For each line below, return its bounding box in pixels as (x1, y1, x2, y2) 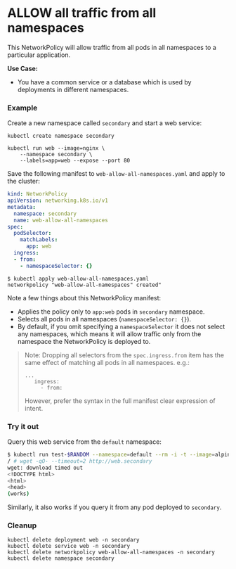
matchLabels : (20, 236, 58, 243)
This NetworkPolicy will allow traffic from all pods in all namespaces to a (7, 43, 216, 51)
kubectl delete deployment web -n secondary (7, 537, 140, 544)
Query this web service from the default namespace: (7, 437, 162, 446)
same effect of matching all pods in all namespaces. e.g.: (24, 358, 190, 366)
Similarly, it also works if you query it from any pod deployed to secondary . (7, 503, 222, 511)
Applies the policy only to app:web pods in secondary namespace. (17, 307, 205, 316)
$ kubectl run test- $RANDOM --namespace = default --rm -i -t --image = (7, 452, 216, 459)
